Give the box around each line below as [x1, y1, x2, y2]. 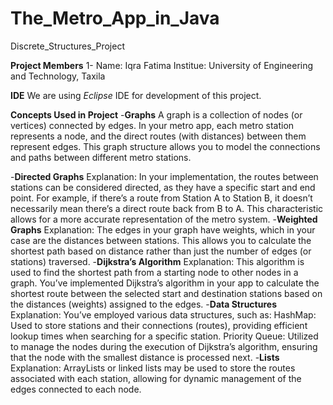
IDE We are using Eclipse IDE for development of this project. [10, 89, 262, 101]
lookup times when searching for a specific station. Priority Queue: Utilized [10, 330, 319, 342]
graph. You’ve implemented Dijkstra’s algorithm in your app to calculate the [10, 277, 320, 289]
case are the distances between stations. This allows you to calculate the [10, 234, 312, 246]
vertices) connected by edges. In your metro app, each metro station [10, 119, 295, 131]
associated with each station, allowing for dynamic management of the [10, 372, 302, 384]
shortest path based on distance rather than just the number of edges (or [10, 245, 312, 257]
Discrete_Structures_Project [10, 40, 125, 52]
